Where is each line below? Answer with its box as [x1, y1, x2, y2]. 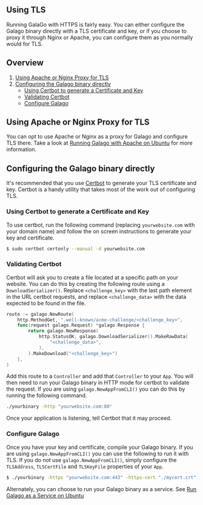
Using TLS [6, 5, 46, 15]
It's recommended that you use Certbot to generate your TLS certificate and [6, 180, 197, 187]
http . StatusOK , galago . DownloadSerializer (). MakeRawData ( [38, 334, 188, 340]
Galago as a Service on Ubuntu [6, 492, 84, 499]
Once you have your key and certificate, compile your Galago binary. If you [6, 443, 193, 451]
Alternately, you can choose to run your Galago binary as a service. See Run [6, 485, 197, 492]
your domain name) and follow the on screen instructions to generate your [6, 227, 192, 235]
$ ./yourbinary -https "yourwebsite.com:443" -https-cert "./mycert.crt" [6, 474, 197, 480]
